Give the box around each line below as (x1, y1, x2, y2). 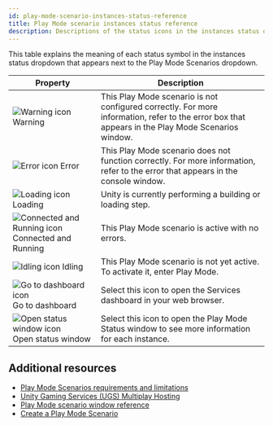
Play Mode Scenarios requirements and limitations (19, 383, 188, 393)
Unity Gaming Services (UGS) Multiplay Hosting (19, 392, 180, 402)
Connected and (12, 233, 71, 244)
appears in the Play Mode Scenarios (100, 121, 239, 133)
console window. (100, 176, 166, 187)
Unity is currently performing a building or (100, 189, 261, 200)
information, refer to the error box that (100, 112, 245, 123)
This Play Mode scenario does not (100, 145, 231, 156)
